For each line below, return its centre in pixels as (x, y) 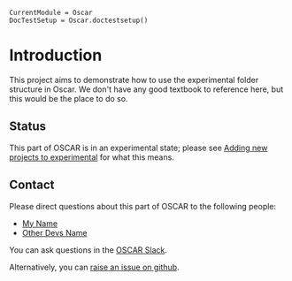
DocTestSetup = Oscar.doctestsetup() (79, 20)
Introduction (56, 55)
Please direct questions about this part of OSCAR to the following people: (143, 206)
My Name (40, 223)
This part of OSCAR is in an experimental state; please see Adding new (138, 148)
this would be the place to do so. (69, 98)
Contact (32, 185)
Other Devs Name (54, 232)
